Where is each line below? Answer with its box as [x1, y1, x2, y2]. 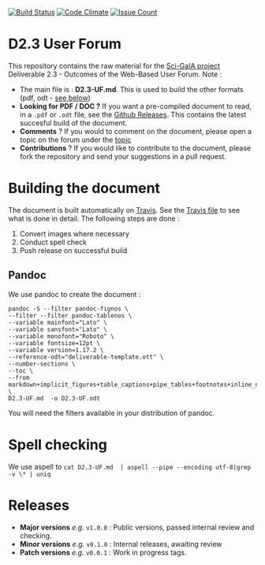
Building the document [8, 180, 160, 197]
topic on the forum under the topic [19, 135, 132, 144]
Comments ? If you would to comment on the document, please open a [19, 126, 252, 136]
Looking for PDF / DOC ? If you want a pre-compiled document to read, [19, 101, 252, 110]
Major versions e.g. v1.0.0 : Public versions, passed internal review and [19, 522, 255, 532]
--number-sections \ [8, 359, 77, 368]
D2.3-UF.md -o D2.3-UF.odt [8, 394, 101, 402]
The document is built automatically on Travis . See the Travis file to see [8, 205, 241, 214]
